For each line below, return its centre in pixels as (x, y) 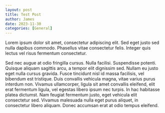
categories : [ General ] (29, 28)
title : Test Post (23, 14)
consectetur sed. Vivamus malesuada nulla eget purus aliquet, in (72, 100)
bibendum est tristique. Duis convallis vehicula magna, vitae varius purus (80, 79)
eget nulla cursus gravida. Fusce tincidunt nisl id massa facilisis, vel (75, 73)
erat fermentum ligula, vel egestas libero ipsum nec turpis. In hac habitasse (82, 89)
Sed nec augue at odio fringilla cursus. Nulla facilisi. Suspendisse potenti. (81, 63)
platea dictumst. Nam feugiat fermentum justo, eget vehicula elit (71, 95)
